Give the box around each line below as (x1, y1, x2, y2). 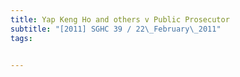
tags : (10, 33, 33, 43)
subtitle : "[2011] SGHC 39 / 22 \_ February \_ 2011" (10, 24, 222, 34)
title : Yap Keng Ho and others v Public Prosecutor (10, 14, 230, 25)
